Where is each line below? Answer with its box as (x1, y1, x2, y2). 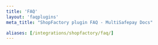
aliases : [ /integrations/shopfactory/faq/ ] (6, 30, 114, 36)
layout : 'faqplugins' (6, 14, 59, 20)
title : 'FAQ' (6, 8, 38, 15)
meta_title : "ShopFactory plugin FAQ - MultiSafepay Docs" (6, 19, 153, 25)
